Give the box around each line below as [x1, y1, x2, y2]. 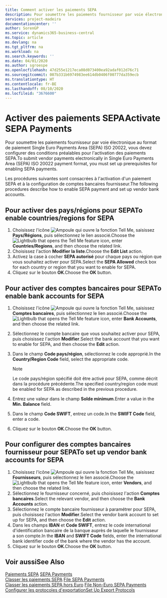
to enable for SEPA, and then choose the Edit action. [12, 341, 120, 347]
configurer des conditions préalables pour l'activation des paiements [5, 150, 146, 156]
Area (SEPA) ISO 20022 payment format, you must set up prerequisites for [5, 161, 158, 167]
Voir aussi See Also [5, 558, 65, 567]
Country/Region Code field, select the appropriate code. [12, 356, 129, 362]
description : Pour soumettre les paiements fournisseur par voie [5, 12, 143, 17]
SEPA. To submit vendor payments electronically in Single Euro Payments [5, 155, 154, 161]
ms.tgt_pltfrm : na [5, 44, 43, 49]
